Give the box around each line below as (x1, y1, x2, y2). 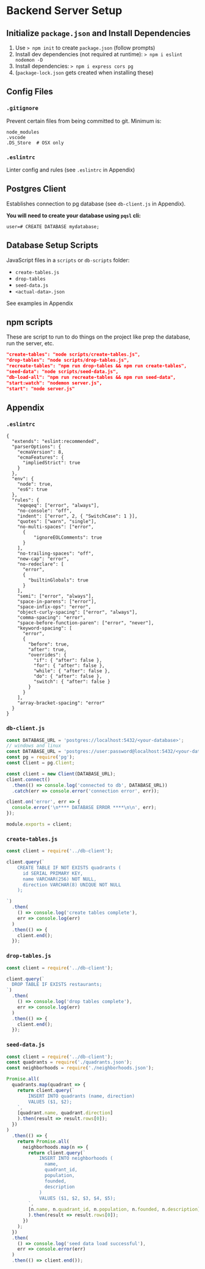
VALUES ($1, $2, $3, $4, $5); (38, 1195, 116, 1201)
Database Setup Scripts (6, 240, 99, 251)
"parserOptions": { (12, 444, 62, 450)
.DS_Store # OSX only (6, 140, 64, 146)
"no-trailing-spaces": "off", (17, 550, 95, 557)
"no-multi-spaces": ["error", (17, 524, 95, 530)
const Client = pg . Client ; (6, 760, 75, 766)
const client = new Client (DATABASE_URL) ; (6, 771, 116, 777)
